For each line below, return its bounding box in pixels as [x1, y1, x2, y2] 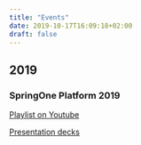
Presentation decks [9, 126, 80, 138]
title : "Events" [9, 12, 69, 22]
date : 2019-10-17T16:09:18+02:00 [9, 21, 133, 30]
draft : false [9, 29, 58, 38]
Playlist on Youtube [9, 109, 80, 120]
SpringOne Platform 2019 [9, 89, 121, 101]
